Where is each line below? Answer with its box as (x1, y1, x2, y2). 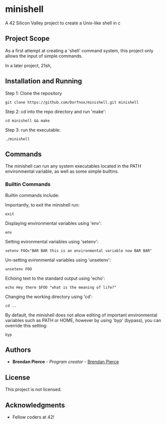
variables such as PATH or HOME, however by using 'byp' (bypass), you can (5, 317, 162, 323)
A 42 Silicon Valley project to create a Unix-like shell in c (5, 20, 121, 26)
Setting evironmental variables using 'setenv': (5, 238, 99, 244)
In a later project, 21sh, (5, 62, 52, 68)
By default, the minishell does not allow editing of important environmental (5, 312, 158, 318)
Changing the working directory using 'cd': (5, 294, 93, 300)
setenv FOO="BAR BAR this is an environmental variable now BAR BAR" (5, 248, 153, 253)
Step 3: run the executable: (5, 127, 61, 133)
